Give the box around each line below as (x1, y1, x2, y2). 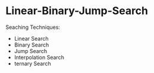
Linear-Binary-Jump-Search (5, 4, 149, 18)
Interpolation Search (14, 54, 65, 61)
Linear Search (14, 35, 49, 42)
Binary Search (14, 41, 49, 48)
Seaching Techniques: (5, 24, 61, 31)
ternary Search (14, 60, 51, 67)
